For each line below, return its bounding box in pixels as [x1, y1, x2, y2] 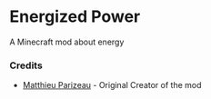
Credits [9, 59, 43, 72]
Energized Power [9, 6, 141, 27]
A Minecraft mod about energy [9, 36, 125, 47]
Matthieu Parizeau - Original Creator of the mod [22, 80, 202, 91]
